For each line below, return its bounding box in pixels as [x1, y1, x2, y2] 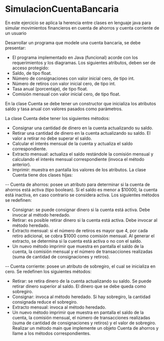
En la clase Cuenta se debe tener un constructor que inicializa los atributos [5, 100, 156, 106]
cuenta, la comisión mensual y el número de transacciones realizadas [12, 248, 153, 254]
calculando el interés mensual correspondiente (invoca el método [12, 156, 144, 162]
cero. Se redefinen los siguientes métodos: [5, 268, 92, 274]
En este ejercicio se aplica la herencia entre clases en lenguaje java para [5, 20, 151, 26]
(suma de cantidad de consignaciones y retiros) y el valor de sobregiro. [12, 320, 157, 326]
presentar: [5, 45, 26, 51]
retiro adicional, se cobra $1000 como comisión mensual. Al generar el [12, 233, 155, 239]
